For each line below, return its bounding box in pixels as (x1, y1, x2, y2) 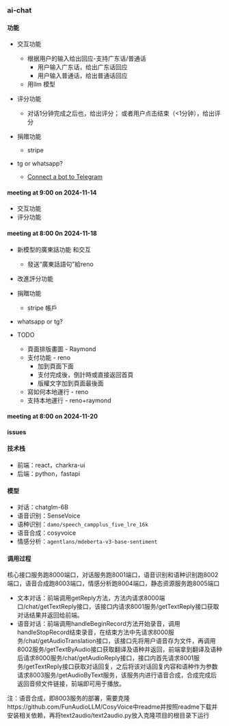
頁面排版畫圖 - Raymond (27, 345, 96, 353)
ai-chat (7, 5, 32, 15)
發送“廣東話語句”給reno (27, 260, 94, 268)
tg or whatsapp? (16, 160, 63, 168)
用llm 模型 (27, 80, 56, 88)
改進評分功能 (16, 274, 53, 282)
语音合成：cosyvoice (16, 529, 77, 537)
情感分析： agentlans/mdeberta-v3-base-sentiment (16, 537, 158, 546)
